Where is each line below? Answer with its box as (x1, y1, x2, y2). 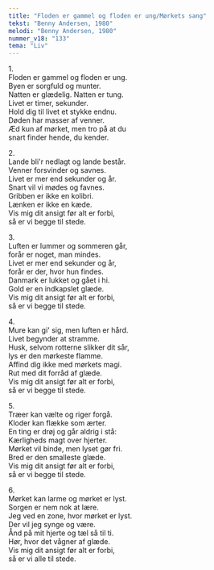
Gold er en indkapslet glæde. (8, 284, 105, 294)
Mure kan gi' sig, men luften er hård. (8, 325, 129, 335)
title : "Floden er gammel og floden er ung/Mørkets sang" (8, 11, 207, 20)
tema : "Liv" (8, 42, 48, 50)
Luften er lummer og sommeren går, (8, 241, 128, 251)
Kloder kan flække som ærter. (8, 418, 107, 428)
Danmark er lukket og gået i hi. (8, 275, 110, 285)
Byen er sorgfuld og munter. (8, 82, 102, 91)
